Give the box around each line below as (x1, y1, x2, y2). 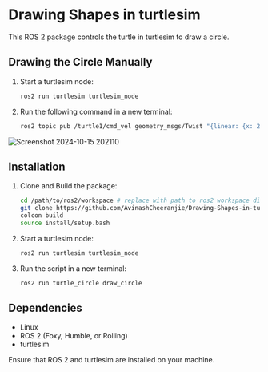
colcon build (19, 212, 64, 220)
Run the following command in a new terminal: (19, 107, 173, 116)
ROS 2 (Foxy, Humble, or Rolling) (19, 331, 128, 341)
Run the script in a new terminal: (19, 263, 126, 273)
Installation (8, 160, 66, 173)
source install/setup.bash (19, 219, 110, 227)
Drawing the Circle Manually (8, 55, 153, 69)
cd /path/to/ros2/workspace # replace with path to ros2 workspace (19, 196, 250, 205)
